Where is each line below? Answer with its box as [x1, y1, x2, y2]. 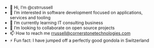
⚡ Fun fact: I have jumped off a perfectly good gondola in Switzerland [9, 37, 150, 43]
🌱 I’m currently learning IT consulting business [9, 20, 103, 25]
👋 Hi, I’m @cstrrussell [9, 5, 53, 10]
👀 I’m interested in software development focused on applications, [9, 10, 143, 15]
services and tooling [9, 15, 51, 20]
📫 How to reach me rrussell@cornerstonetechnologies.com [9, 30, 131, 36]
